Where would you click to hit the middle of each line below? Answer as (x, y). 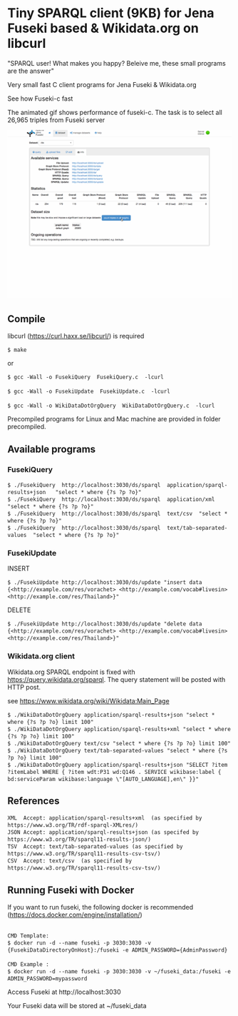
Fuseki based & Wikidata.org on (103, 28)
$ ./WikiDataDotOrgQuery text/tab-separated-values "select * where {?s (118, 750)
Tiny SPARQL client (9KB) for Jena (111, 13)
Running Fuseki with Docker (71, 890)
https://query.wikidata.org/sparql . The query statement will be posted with (117, 679)
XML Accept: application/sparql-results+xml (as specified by (105, 818)
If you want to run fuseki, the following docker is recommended (100, 907)
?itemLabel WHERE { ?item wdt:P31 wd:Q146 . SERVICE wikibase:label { (114, 772)
